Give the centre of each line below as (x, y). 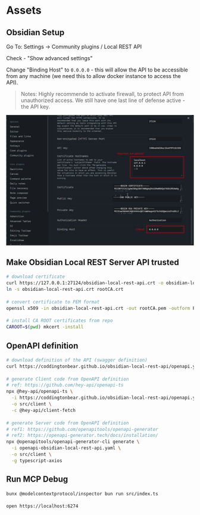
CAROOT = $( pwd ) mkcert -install (45, 327)
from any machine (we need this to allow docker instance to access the (93, 76)
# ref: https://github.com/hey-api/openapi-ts (65, 385)
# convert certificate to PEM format (53, 302)
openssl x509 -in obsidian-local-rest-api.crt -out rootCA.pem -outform (98, 308)
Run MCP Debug (37, 480)
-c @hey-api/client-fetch (44, 410)
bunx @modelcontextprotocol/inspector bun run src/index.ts (82, 494)
